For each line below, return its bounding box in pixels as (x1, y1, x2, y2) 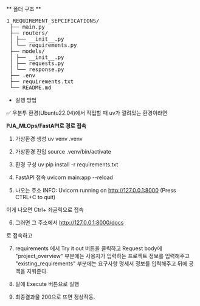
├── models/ (9, 48, 46, 55)
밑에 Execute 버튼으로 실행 (15, 280, 80, 287)
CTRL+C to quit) (15, 194, 56, 200)
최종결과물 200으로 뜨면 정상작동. (15, 293, 95, 301)
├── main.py (9, 24, 46, 30)
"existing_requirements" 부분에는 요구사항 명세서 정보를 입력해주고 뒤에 (15, 260, 188, 267)
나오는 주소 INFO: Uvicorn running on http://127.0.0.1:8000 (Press (15, 187, 176, 194)
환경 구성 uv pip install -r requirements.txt (15, 161, 119, 168)
